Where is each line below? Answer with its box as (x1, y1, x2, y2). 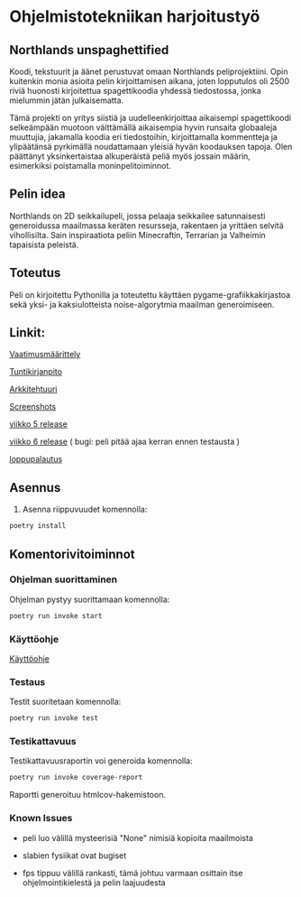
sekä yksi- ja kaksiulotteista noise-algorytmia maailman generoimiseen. (9, 299, 275, 310)
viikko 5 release (9, 419, 68, 430)
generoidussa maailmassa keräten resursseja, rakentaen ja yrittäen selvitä (9, 219, 284, 231)
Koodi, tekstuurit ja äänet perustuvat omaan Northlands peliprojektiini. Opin (9, 66, 288, 77)
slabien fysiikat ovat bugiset (22, 850, 127, 861)
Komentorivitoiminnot (9, 546, 135, 561)
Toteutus (9, 265, 61, 281)
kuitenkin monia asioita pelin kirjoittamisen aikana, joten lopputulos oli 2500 (9, 76, 290, 87)
